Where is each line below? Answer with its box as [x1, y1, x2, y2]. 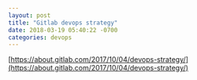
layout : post [8, 11, 51, 20]
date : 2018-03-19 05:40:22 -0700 [8, 26, 118, 34]
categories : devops [8, 33, 72, 42]
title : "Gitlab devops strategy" [8, 19, 118, 27]
